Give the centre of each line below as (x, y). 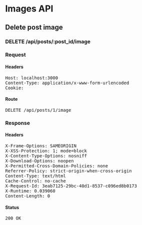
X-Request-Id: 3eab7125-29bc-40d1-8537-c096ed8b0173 (71, 186)
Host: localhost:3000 (32, 78)
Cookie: (14, 88)
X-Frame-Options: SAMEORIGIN (41, 146)
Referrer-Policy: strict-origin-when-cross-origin (68, 171)
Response (17, 123)
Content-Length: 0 (28, 196)
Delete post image (34, 27)
